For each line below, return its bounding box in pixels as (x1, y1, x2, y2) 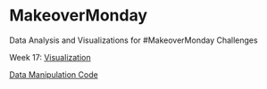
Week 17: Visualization (9, 52, 91, 62)
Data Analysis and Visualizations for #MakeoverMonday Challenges (9, 35, 258, 45)
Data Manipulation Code (9, 69, 98, 80)
